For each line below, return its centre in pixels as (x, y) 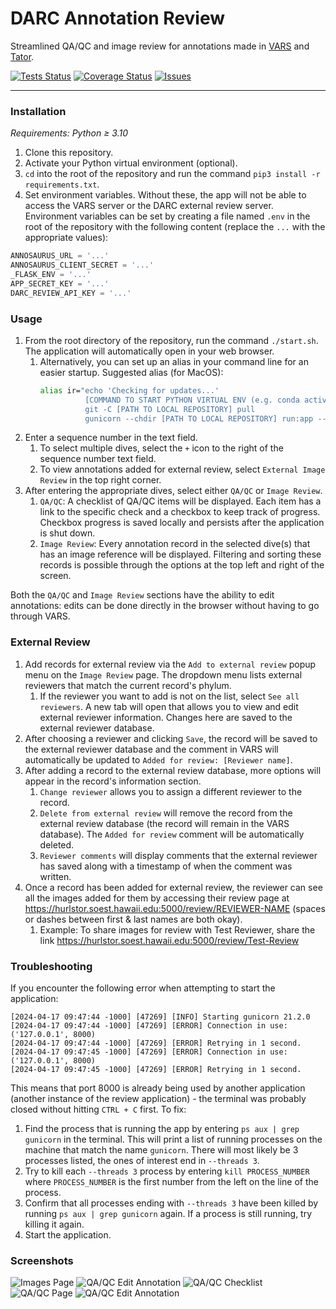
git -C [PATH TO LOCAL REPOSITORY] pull (170, 409)
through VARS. (40, 616)
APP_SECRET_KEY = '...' (60, 283)
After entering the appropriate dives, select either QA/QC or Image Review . (173, 491)
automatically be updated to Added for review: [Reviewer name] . (158, 759)
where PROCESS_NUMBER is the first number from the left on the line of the (171, 1181)
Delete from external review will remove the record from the (166, 813)
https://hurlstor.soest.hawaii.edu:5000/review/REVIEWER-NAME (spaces (175, 908)
